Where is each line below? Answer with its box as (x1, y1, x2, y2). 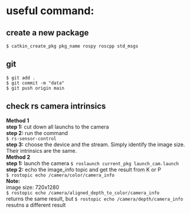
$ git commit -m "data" (6, 80, 65, 86)
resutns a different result (6, 201, 66, 208)
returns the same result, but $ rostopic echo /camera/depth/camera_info (6, 195, 184, 202)
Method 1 (6, 117, 30, 124)
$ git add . (6, 75, 35, 81)
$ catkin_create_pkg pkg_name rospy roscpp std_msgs (6, 43, 139, 49)
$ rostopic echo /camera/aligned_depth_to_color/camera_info (6, 190, 160, 196)
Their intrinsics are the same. (6, 147, 77, 154)
